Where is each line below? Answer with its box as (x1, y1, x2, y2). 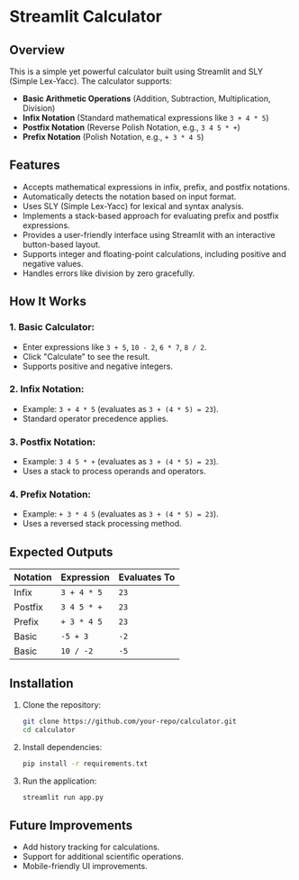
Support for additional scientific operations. (22, 851, 185, 862)
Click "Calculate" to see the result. (22, 351, 150, 362)
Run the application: (22, 775, 97, 786)
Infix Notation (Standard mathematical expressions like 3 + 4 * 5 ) (22, 113, 269, 123)
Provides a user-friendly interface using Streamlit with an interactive (22, 229, 276, 240)
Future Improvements (9, 818, 133, 833)
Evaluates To (118, 571, 176, 583)
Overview (9, 42, 66, 58)
